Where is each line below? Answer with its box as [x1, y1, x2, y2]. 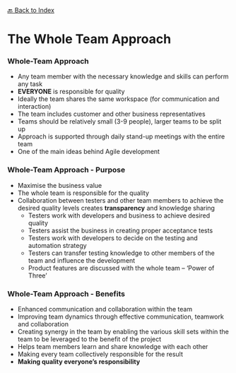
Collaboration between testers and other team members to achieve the [17, 196, 224, 204]
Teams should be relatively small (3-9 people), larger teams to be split [17, 117, 222, 126]
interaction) [17, 102, 52, 111]
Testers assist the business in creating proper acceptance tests [28, 226, 213, 235]
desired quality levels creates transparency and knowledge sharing [17, 203, 216, 212]
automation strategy [28, 241, 87, 249]
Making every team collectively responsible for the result [17, 350, 184, 359]
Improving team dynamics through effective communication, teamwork [17, 312, 224, 321]
